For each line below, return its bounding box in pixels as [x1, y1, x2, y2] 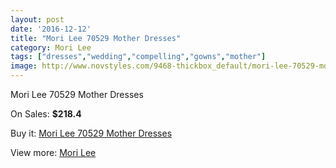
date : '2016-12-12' [10, 24, 92, 34]
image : [10, 61, 38, 71]
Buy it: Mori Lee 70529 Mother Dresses [10, 127, 173, 139]
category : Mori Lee [10, 42, 92, 53]
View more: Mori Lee [10, 147, 97, 158]
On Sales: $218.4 [10, 108, 82, 120]
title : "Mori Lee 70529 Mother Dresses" [10, 33, 182, 43]
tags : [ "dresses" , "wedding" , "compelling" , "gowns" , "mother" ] [10, 52, 267, 62]
